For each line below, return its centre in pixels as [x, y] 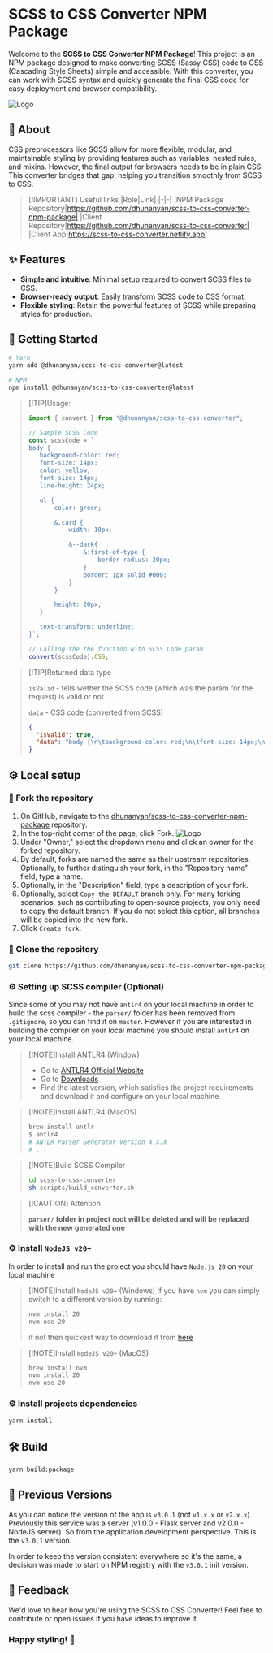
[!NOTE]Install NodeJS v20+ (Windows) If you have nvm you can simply [144, 1290]
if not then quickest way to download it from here [110, 1337]
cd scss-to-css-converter [72, 1180]
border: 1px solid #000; [125, 575]
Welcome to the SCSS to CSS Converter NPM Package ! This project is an [132, 54]
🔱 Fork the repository [51, 798]
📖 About [29, 130]
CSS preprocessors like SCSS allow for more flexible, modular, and [120, 149]
